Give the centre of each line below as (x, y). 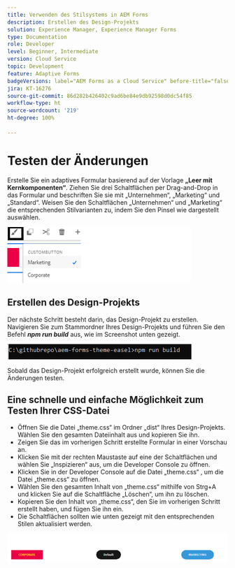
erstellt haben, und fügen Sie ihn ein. (70, 509)
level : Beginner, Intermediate (53, 52)
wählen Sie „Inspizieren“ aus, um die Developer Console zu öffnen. (114, 465)
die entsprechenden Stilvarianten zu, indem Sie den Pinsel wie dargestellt (113, 210)
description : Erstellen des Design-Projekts (73, 22)
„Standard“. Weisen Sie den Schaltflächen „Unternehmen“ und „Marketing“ (115, 202)
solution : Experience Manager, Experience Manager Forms (92, 29)
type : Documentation (37, 37)
